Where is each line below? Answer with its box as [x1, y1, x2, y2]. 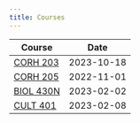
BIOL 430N [13, 85, 60, 97]
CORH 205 [13, 70, 59, 82]
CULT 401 [13, 99, 57, 111]
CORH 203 [13, 56, 59, 68]
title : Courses [9, 12, 66, 22]
